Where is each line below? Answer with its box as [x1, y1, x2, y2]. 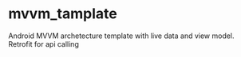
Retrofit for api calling [8, 39, 80, 48]
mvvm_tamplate [8, 5, 117, 23]
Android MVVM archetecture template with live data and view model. [8, 31, 235, 40]
